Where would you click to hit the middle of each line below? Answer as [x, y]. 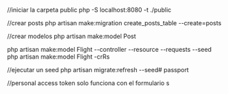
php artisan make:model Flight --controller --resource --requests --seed [110, 49]
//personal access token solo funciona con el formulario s [88, 83]
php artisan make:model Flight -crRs [59, 57]
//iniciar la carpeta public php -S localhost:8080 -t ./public [89, 10]
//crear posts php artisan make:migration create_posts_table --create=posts [114, 23]
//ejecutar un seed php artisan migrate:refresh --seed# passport [98, 70]
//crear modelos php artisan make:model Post [72, 36]
